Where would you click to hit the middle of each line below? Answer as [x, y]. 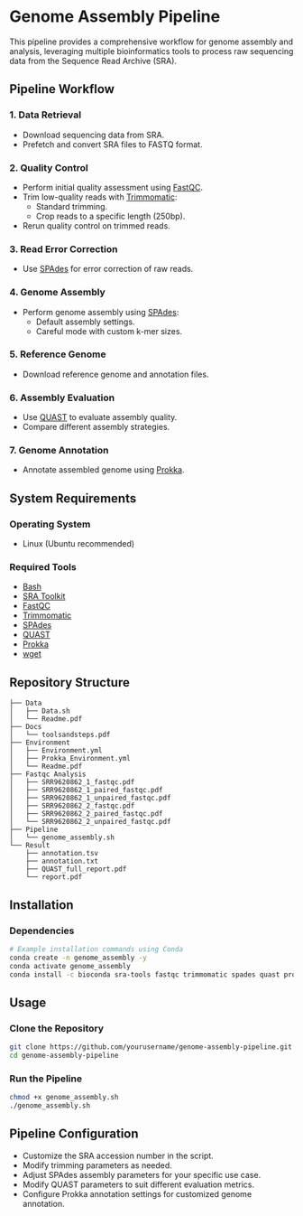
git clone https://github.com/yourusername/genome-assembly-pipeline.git [151, 1047]
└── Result [30, 846]
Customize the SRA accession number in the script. [118, 1155]
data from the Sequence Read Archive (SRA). [93, 61]
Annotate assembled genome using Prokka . [103, 470]
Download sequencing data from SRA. [93, 135]
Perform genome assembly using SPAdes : [101, 312]
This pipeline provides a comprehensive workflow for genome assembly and [151, 42]
